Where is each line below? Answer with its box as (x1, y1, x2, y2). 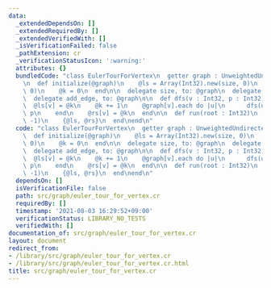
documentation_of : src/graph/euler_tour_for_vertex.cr (8, 229, 197, 238)
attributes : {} (15, 65, 67, 73)
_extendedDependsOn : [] (15, 19, 95, 27)
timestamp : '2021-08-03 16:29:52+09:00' (15, 207, 153, 215)
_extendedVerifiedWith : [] (15, 34, 106, 43)
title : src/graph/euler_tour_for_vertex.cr (8, 267, 157, 275)
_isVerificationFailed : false (15, 42, 117, 50)
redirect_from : (8, 244, 60, 253)
